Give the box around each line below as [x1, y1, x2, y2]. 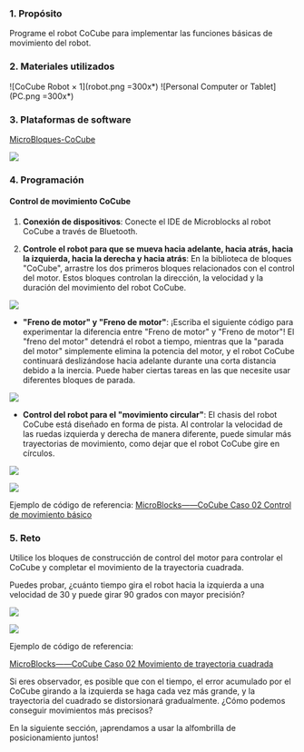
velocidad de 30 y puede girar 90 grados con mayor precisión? [9, 589, 245, 600]
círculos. [22, 448, 55, 459]
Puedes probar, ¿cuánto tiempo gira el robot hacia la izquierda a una [9, 579, 265, 590]
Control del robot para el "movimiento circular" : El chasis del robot [22, 410, 278, 421]
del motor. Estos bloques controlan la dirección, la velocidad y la [22, 272, 264, 283]
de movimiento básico [9, 510, 93, 520]
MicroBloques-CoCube [9, 134, 96, 144]
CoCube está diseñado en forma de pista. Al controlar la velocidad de [22, 419, 283, 430]
